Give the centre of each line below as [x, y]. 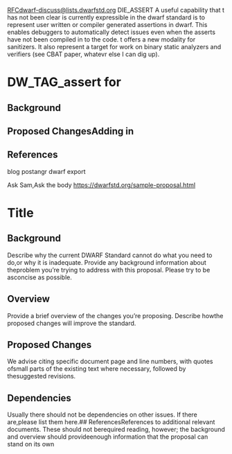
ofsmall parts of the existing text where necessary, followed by [97, 369]
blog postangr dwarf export [46, 171]
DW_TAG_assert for [64, 82]
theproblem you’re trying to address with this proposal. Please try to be [109, 270]
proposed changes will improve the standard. [72, 323]
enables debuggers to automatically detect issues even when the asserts [111, 32]
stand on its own [31, 444]
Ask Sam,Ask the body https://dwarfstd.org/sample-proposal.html [101, 185]
